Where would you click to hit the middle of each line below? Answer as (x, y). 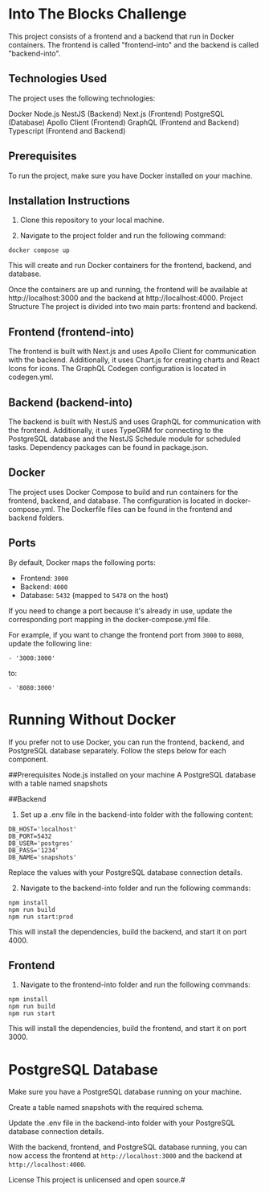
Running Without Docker (92, 719)
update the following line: (50, 643)
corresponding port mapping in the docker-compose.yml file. (109, 619)
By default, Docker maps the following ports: (82, 562)
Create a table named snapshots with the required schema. (106, 1107)
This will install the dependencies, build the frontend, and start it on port (127, 1029)
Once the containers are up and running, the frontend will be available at (128, 290)
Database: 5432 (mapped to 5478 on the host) (94, 595)
